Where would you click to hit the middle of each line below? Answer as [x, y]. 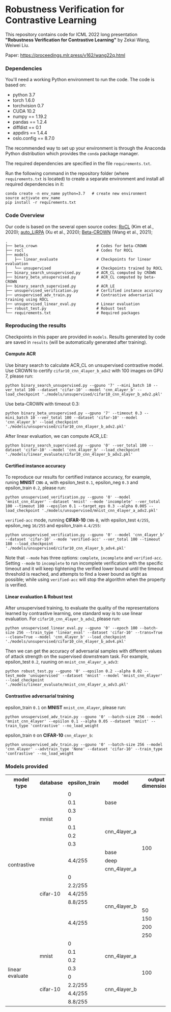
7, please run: [19, 376]
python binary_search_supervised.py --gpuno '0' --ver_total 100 [76, 445]
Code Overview [25, 216]
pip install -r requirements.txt [41, 203]
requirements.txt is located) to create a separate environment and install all [85, 179]
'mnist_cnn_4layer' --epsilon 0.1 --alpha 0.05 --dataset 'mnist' [77, 721]
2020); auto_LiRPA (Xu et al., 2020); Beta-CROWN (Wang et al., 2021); [79, 232]
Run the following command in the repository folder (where [67, 173]
